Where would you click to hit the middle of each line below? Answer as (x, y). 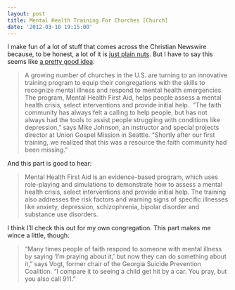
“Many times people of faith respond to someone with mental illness (123, 249)
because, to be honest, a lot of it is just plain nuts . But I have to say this (110, 54)
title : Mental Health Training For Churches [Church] (88, 20)
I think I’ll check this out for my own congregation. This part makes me (109, 228)
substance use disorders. (61, 214)
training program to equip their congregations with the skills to (115, 83)
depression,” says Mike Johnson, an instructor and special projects (122, 128)
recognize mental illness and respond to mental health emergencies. (123, 90)
